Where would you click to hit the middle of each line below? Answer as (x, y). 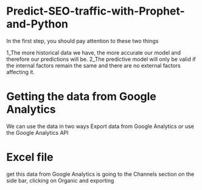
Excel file (30, 158)
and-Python (37, 24)
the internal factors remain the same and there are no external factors (93, 66)
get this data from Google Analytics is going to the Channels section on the (100, 174)
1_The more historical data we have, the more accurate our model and (94, 52)
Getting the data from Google (82, 97)
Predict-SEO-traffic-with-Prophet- (96, 11)
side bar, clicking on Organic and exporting (60, 180)
